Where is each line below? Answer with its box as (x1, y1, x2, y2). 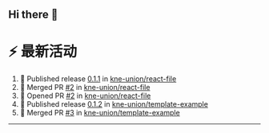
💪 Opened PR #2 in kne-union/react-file (19, 91, 151, 100)
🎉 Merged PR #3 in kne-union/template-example (19, 108, 180, 118)
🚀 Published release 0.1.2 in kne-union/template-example (19, 100, 208, 109)
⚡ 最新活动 (8, 42, 78, 61)
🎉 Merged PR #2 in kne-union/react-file (19, 83, 151, 92)
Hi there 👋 (8, 8, 58, 22)
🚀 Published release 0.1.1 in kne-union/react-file (19, 74, 177, 84)
